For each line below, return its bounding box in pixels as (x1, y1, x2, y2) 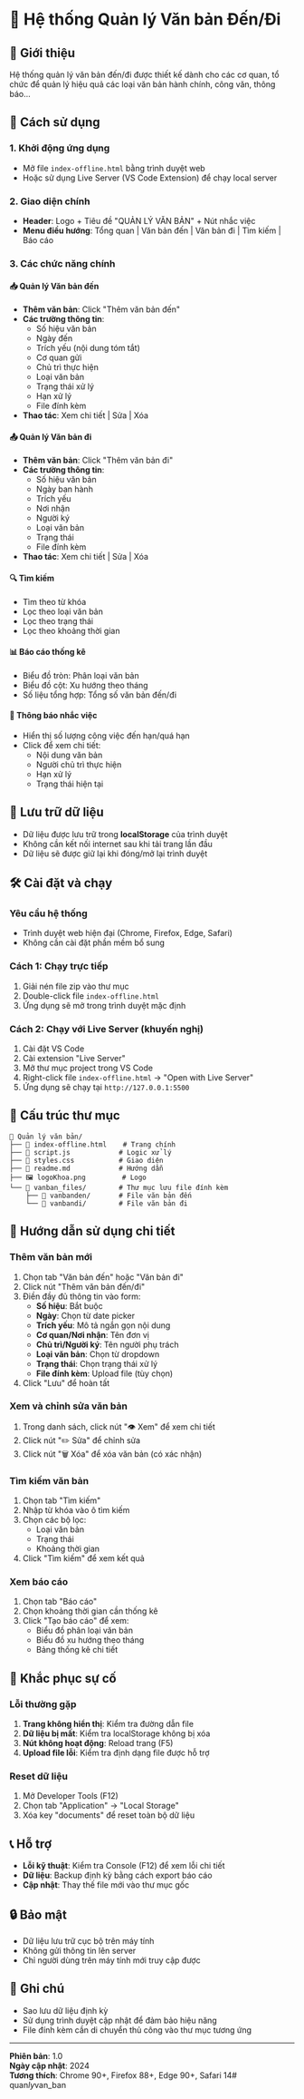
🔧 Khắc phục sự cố (9, 1670, 117, 1686)
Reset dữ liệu (9, 1770, 68, 1782)
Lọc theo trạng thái (22, 615, 94, 626)
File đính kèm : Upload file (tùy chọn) (35, 1368, 174, 1379)
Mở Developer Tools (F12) (22, 1791, 119, 1801)
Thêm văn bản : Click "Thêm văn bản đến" (22, 304, 181, 315)
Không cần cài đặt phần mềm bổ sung (22, 937, 166, 948)
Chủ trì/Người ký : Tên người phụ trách (35, 1339, 179, 1350)
